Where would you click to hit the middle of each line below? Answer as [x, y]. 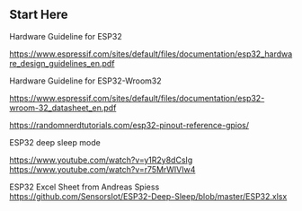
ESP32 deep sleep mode [55, 142]
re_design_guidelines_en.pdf [62, 63]
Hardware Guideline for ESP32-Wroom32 [85, 81]
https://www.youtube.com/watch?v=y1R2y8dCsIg [101, 160]
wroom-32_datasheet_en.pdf [63, 108]
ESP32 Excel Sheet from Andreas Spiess [84, 187]
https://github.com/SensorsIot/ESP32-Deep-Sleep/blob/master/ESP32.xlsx [148, 196]
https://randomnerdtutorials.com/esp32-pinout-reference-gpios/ [129, 125]
